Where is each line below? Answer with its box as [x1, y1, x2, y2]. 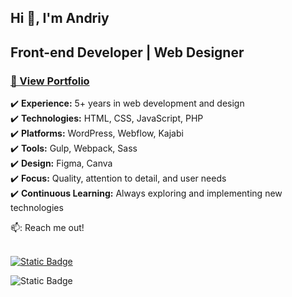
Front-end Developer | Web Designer [10, 44, 245, 61]
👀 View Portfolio [10, 74, 90, 88]
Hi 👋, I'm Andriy [10, 10, 110, 27]
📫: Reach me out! [10, 222, 85, 234]
